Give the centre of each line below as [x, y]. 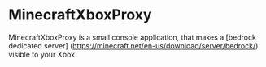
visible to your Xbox [42, 54]
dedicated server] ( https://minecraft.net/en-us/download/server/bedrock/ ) [133, 45]
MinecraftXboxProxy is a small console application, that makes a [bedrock [132, 37]
